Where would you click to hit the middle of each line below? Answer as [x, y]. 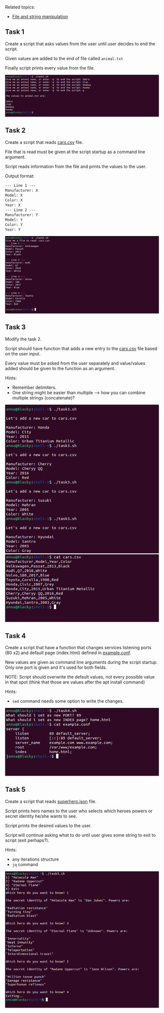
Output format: [20, 176]
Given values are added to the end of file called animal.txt [64, 58]
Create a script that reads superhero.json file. [51, 801]
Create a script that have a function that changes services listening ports [78, 648]
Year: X [13, 205]
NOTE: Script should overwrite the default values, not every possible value [80, 677]
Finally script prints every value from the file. [50, 68]
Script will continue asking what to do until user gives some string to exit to [81, 835]
